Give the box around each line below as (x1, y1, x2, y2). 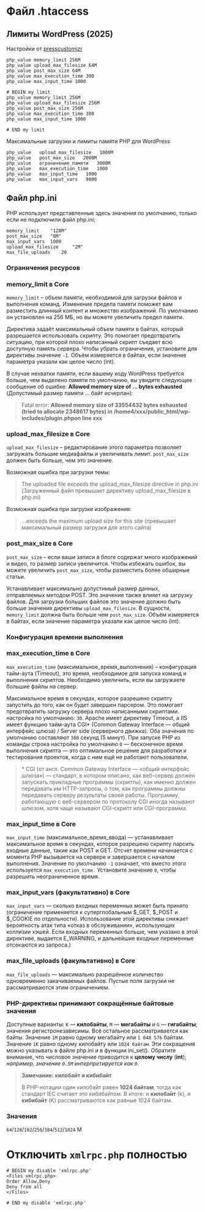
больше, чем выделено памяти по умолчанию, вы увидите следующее (6, 377, 193, 384)
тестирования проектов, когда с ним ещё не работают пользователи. (6, 753, 188, 760)
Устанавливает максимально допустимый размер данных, (6, 585, 160, 592)
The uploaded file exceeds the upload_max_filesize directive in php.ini (21, 480, 199, 488)
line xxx (81, 415, 103, 422)
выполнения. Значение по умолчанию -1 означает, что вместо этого (6, 860, 187, 867)
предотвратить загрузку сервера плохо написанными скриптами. (6, 708, 179, 715)
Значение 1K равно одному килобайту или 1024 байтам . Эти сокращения (6, 1040, 196, 1048)
